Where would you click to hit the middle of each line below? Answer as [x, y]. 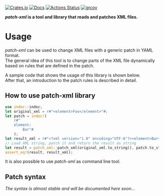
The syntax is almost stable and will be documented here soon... [70, 189]
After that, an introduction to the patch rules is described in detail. [71, 80]
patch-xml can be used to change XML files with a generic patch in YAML [79, 50]
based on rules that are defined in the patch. [50, 65]
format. [12, 55]
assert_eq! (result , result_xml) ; [39, 152]
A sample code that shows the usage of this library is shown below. [73, 75]
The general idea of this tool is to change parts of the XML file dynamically [80, 60]
